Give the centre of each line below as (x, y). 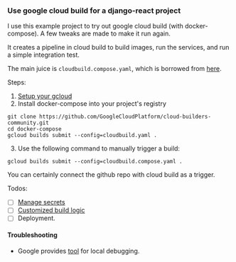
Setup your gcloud (45, 96)
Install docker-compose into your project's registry (92, 104)
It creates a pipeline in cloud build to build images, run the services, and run (118, 48)
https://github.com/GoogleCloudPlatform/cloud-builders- (125, 117)
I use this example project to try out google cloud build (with (95, 26)
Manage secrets (41, 202)
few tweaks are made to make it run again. (108, 33)
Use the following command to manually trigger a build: (98, 148)
